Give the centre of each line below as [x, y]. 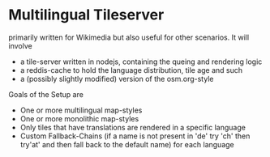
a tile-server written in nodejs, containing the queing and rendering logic [141, 62]
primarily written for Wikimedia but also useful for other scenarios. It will [129, 37]
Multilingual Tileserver [86, 15]
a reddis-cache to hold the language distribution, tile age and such [131, 70]
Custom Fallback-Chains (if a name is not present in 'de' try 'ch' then [135, 136]
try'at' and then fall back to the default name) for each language [127, 144]
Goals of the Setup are [46, 94]
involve [20, 45]
